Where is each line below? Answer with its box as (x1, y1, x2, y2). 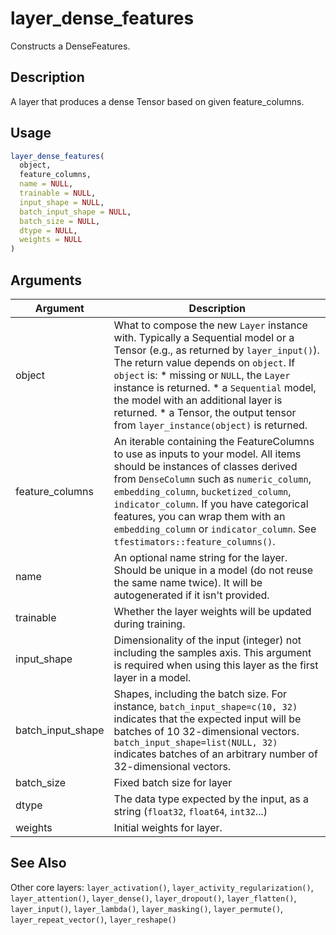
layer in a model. (113, 671, 192, 684)
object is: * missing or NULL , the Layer (113, 368, 291, 382)
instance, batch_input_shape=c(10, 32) (113, 700, 298, 713)
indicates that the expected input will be (113, 712, 302, 726)
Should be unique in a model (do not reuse (113, 563, 314, 577)
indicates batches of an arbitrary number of (113, 747, 318, 761)
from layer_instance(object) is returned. (113, 418, 308, 432)
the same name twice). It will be (113, 576, 263, 589)
